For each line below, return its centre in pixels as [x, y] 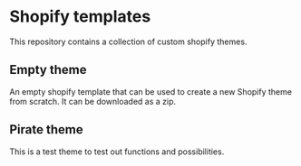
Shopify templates [80, 17]
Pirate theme [46, 129]
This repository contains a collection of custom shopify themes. [128, 41]
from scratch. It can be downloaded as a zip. [93, 101]
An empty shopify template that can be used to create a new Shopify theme [151, 91]
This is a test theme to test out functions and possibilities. [117, 152]
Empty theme [48, 70]
